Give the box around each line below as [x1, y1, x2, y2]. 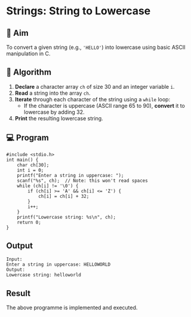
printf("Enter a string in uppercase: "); [17, 172, 124, 178]
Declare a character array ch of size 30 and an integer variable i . [14, 83, 175, 90]
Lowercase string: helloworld [6, 272, 82, 278]
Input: [6, 256, 23, 263]
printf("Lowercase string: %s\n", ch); [17, 214, 116, 220]
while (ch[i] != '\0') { [17, 183, 79, 189]
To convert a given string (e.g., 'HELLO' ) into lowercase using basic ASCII [6, 43, 186, 51]
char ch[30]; [17, 162, 50, 168]
